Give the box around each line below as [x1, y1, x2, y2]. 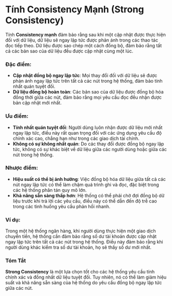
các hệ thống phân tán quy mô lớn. [12, 187, 87, 193]
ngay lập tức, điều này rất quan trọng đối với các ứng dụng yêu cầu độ [12, 129, 162, 136]
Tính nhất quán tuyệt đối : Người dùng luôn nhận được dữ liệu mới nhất [12, 124, 163, 131]
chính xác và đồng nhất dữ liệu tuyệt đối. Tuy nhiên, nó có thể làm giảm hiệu [5, 274, 167, 281]
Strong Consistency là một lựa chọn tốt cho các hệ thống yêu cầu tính [5, 269, 155, 275]
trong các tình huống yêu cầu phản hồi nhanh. [12, 203, 110, 209]
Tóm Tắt [5, 257, 26, 264]
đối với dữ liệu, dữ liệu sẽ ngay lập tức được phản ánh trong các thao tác [5, 37, 158, 43]
